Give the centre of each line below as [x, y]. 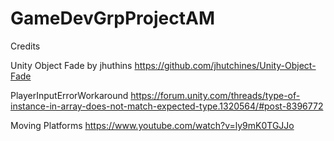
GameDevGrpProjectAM [112, 18]
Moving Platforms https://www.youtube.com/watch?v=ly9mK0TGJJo [152, 125]
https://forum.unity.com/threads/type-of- [215, 95]
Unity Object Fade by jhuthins [71, 65]
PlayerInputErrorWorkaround [69, 95]
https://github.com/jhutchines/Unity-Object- [225, 65]
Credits [25, 46]
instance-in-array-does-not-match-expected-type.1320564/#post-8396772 [167, 106]
